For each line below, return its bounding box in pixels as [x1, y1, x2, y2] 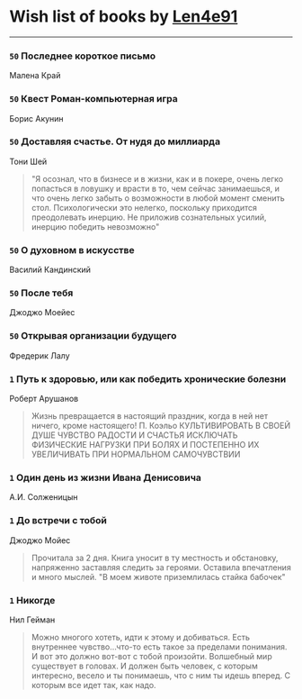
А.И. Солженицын [9, 492, 78, 503]
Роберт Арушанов [9, 394, 79, 404]
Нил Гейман [9, 614, 56, 625]
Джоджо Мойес [9, 534, 71, 546]
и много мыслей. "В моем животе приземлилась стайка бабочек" [31, 571, 286, 582]
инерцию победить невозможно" [31, 221, 160, 231]
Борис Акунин [9, 113, 65, 123]
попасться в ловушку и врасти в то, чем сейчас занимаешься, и [31, 183, 280, 194]
